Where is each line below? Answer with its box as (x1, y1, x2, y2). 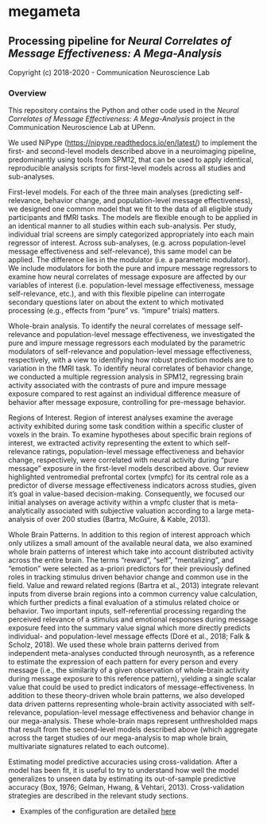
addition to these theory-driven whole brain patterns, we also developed (8, 691, 245, 700)
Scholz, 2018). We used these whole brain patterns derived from (8, 640, 220, 649)
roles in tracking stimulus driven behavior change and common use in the (8, 572, 249, 582)
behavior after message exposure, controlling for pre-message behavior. (8, 398, 246, 407)
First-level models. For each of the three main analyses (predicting (8, 187, 226, 197)
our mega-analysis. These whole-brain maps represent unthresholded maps (8, 716, 258, 726)
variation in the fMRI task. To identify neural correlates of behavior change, (8, 363, 253, 373)
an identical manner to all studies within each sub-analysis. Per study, (8, 222, 237, 231)
